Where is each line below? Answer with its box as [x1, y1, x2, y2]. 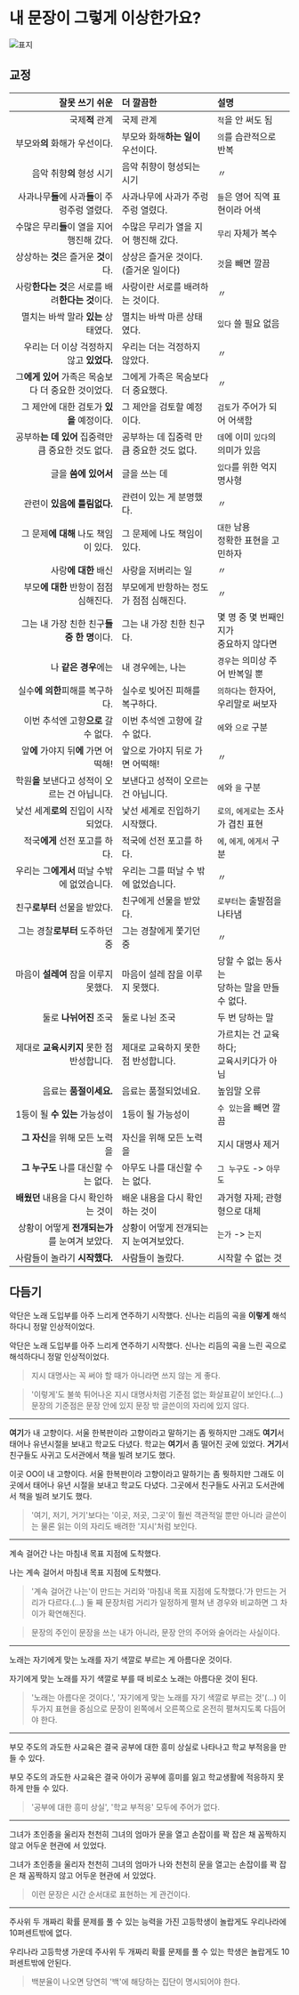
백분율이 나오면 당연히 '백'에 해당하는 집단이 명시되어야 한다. [30, 1976, 240, 1987]
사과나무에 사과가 [121, 190, 190, 203]
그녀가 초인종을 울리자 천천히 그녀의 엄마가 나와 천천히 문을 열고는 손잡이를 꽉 [9, 1859, 278, 1870]
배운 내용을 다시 [121, 1191, 184, 1204]
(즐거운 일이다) [121, 263, 181, 276]
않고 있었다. [66, 353, 114, 366]
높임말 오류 [217, 1085, 262, 1097]
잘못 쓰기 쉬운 [59, 96, 114, 109]
